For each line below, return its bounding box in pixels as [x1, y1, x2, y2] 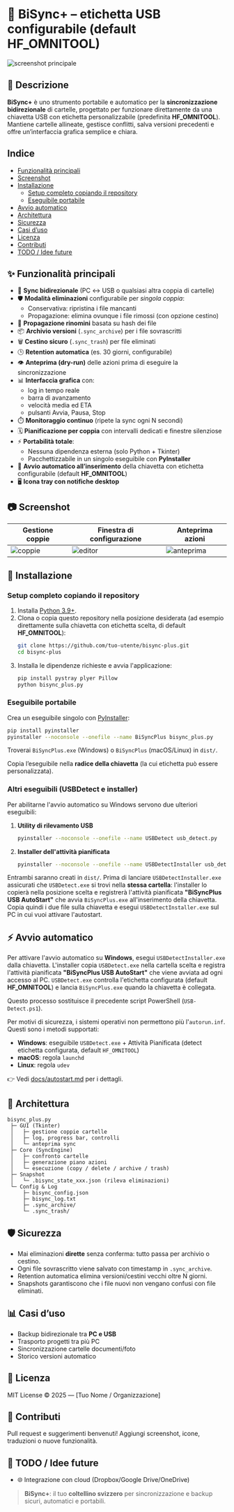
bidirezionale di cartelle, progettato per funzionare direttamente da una [7, 105, 212, 114]
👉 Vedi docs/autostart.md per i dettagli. [7, 1075, 123, 1084]
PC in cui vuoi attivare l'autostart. [7, 911, 102, 919]
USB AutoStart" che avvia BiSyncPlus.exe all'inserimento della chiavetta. [7, 896, 217, 904]
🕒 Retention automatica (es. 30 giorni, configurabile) [17, 348, 173, 357]
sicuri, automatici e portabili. [24, 1497, 106, 1506]
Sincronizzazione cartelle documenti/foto [17, 1345, 136, 1353]
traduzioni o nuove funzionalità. [7, 1437, 98, 1445]
